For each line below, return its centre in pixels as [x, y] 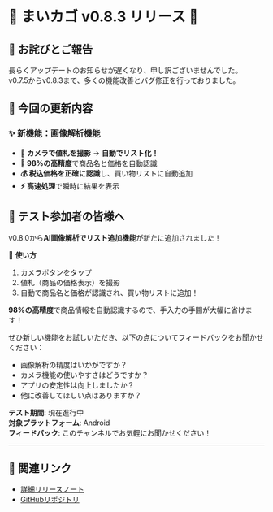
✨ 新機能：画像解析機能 [54, 133]
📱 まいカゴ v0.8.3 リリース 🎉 [104, 17]
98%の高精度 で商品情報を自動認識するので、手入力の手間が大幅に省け [127, 310]
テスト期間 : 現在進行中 [46, 412]
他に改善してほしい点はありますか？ [81, 395]
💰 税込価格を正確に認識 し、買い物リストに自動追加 [106, 173]
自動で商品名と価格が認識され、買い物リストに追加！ [109, 293]
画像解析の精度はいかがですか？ [74, 364]
